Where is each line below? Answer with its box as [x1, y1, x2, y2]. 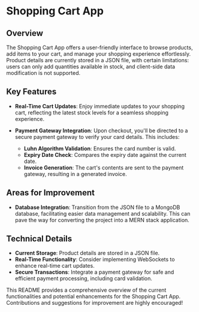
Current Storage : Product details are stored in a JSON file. [14, 250, 160, 257]
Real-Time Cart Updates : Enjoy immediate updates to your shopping [14, 102, 185, 110]
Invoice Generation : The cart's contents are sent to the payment [23, 163, 184, 171]
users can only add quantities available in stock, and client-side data [6, 63, 176, 70]
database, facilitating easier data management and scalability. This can [14, 210, 191, 217]
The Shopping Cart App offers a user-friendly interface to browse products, [6, 44, 193, 51]
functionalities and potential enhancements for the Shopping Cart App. [6, 293, 181, 300]
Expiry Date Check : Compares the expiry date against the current [23, 151, 187, 158]
